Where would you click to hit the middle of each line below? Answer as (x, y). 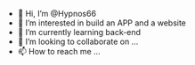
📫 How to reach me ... (59, 51)
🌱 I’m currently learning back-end (79, 32)
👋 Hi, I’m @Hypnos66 (57, 14)
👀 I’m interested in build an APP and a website (102, 23)
